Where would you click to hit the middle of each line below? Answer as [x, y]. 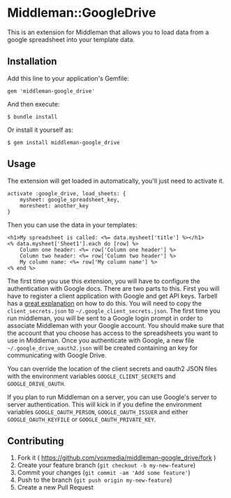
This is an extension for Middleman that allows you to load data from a [108, 32]
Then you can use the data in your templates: [72, 225]
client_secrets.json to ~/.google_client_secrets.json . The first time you [114, 310]
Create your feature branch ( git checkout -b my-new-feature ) [106, 465]
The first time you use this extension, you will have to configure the [104, 281]
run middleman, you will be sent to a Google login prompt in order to [105, 318]
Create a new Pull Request [55, 488]
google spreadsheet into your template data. [71, 39]
